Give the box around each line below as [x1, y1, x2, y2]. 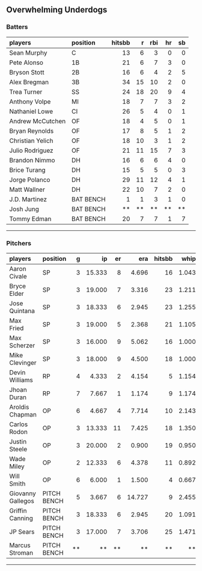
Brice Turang [9, 165, 46, 174]
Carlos [9, 420, 28, 429]
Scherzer [9, 341, 35, 349]
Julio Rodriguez [9, 146, 54, 154]
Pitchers [6, 239, 32, 247]
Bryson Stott [9, 68, 44, 76]
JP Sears [9, 527, 35, 536]
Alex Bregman [9, 78, 49, 86]
